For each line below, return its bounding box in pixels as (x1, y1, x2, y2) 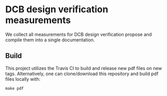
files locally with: (5, 76, 41, 82)
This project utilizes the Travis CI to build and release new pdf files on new (5, 65, 162, 71)
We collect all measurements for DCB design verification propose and (5, 31, 152, 37)
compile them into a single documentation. (5, 37, 95, 43)
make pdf (5, 86, 24, 91)
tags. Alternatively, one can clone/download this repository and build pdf (5, 70, 159, 77)
